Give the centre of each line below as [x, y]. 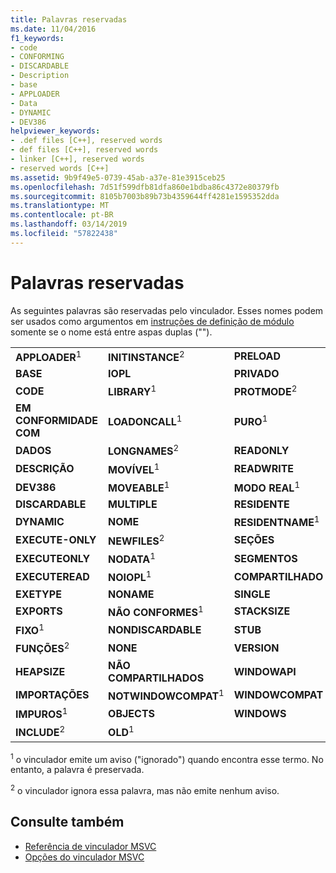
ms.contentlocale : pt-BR [62, 215]
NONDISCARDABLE [155, 629]
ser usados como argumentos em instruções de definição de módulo [152, 321]
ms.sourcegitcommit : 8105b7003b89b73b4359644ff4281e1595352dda [145, 196]
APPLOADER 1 [48, 356]
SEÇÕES [254, 540]
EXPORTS [39, 611]
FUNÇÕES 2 [42, 648]
